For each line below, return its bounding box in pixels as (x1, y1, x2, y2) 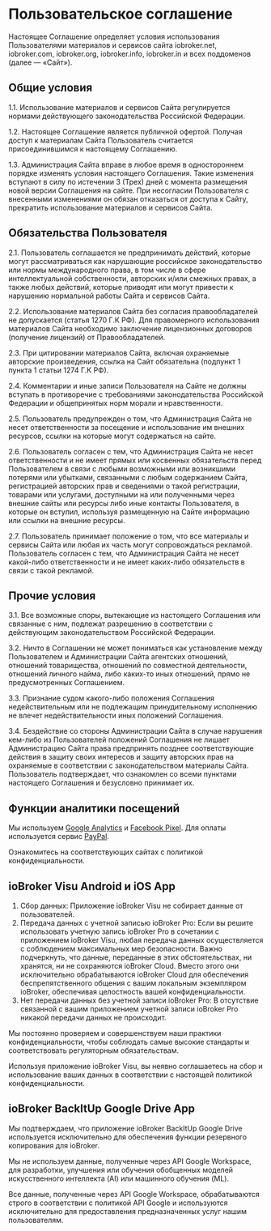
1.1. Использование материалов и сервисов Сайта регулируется (8, 102, 231, 112)
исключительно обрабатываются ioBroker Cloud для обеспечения (19, 969, 249, 979)
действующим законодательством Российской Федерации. (8, 628, 216, 637)
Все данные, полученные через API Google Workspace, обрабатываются (8, 1189, 260, 1199)
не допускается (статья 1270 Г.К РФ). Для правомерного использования (8, 315, 260, 325)
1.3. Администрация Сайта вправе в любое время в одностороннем (8, 160, 244, 169)
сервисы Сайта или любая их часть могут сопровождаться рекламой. (8, 539, 252, 549)
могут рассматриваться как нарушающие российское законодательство (8, 256, 263, 266)
